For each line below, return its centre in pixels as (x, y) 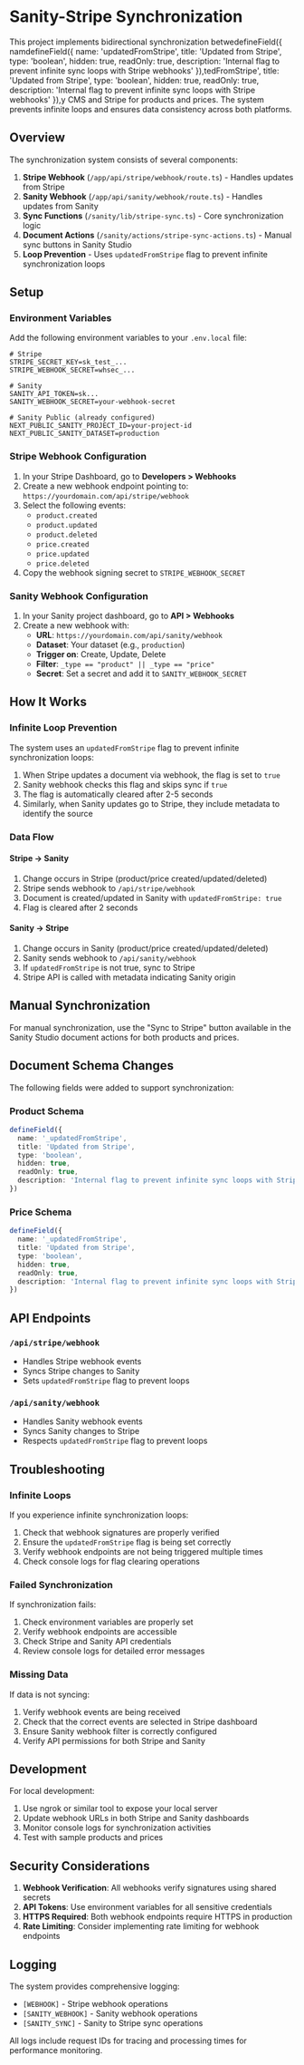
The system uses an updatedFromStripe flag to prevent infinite (124, 747)
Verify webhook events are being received (101, 1711)
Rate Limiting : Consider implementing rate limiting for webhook (141, 1926)
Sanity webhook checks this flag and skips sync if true (125, 784)
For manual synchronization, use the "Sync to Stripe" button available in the (150, 1027)
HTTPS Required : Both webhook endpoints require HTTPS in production (157, 1917)
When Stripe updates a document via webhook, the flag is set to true (151, 775)
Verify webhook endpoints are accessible (100, 1632)
